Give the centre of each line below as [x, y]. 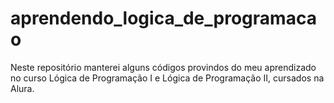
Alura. [22, 88]
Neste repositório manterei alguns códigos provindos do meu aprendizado [163, 67]
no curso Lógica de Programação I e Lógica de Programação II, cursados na [167, 78]
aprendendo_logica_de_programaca [163, 18]
